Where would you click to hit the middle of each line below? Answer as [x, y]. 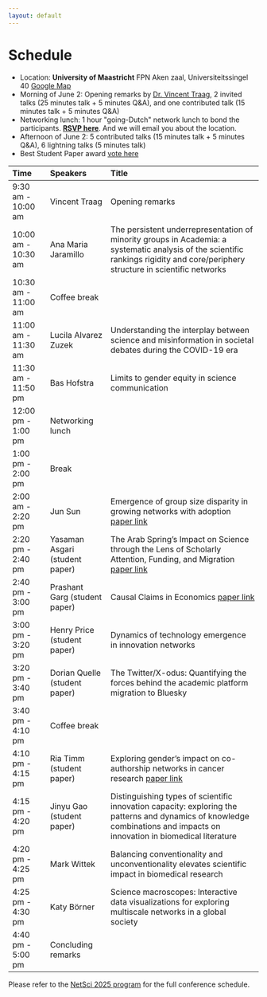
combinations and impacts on [165, 826]
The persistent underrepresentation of [182, 230]
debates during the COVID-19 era [174, 350]
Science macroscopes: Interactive [174, 892]
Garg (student [75, 597]
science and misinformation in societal [182, 340]
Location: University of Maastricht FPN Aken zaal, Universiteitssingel [134, 77]
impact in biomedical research [167, 873]
